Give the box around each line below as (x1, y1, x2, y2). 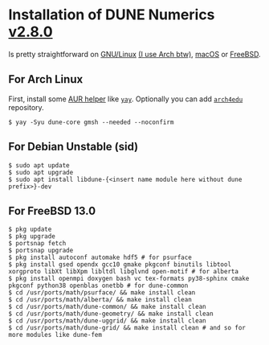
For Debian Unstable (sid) (8, 140, 139, 154)
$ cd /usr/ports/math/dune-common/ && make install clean (8, 303, 206, 311)
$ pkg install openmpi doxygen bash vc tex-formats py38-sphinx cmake (8, 275, 250, 283)
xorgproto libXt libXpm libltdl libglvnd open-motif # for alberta (8, 268, 239, 276)
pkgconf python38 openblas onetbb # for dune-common (8, 281, 189, 290)
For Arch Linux (8, 72, 84, 86)
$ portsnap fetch (8, 240, 67, 248)
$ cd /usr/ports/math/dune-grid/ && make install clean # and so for (8, 324, 247, 332)
